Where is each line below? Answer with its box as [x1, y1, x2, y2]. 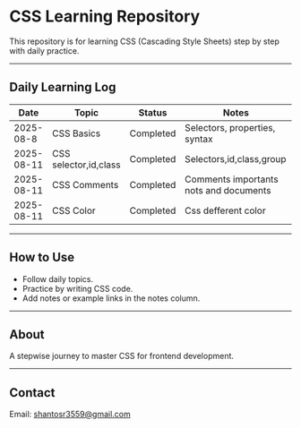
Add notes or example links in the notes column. [21, 293, 201, 304]
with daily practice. [9, 45, 80, 56]
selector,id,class [52, 158, 121, 171]
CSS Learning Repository [9, 6, 201, 27]
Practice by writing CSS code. [21, 283, 133, 294]
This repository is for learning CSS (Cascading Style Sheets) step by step [9, 36, 280, 47]
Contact [9, 385, 56, 400]
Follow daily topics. [21, 273, 94, 284]
